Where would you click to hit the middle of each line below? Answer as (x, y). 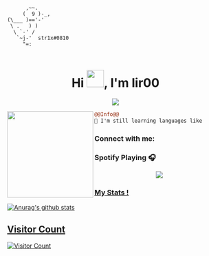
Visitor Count (36, 229)
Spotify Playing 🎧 (125, 157)
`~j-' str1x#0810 (43, 38)
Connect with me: (125, 138)
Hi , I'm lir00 (115, 83)
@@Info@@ (107, 114)
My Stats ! (112, 193)
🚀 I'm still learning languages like (148, 121)
